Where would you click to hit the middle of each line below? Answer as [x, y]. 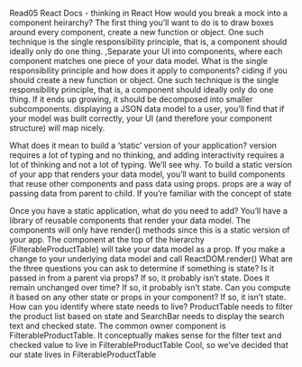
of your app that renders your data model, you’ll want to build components [147, 174]
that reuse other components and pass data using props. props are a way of [151, 183]
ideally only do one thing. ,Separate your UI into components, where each [146, 51]
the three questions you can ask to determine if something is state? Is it [142, 268]
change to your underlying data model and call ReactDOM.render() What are [151, 259]
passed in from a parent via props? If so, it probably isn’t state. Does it [140, 278]
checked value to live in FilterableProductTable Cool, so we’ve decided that [149, 345]
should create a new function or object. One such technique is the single [144, 80]
